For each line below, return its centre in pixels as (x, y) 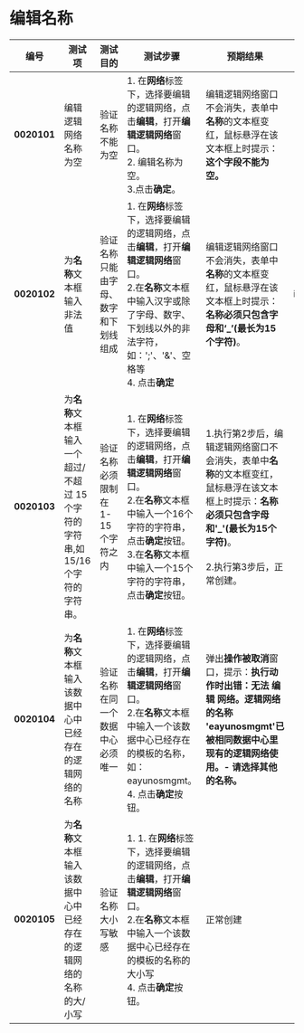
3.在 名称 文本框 (158, 554)
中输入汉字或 (154, 301)
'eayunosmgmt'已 (245, 726)
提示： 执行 (246, 672)
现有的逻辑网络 (237, 753)
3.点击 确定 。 (153, 189)
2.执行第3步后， (239, 566)
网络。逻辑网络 (249, 699)
